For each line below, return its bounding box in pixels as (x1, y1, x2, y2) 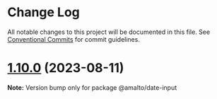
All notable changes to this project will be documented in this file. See (7, 28, 211, 36)
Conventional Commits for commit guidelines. (7, 35, 140, 43)
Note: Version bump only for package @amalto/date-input (7, 83, 177, 92)
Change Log (7, 4, 80, 21)
